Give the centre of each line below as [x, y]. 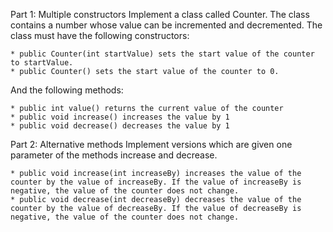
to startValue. [42, 63]
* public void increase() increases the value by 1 [120, 117]
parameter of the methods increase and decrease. [114, 155]
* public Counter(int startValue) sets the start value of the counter [162, 54]
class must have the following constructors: [100, 35]
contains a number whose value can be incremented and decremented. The [166, 25]
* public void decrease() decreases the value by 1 [120, 126]
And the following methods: [67, 90]
